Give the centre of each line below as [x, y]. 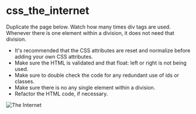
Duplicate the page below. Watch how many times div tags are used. [88, 27]
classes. [25, 81]
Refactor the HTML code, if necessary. [61, 94]
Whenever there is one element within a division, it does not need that [90, 33]
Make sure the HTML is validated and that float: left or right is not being [101, 63]
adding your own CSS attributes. [54, 56]
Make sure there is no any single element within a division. [85, 87]
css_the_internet [48, 11]
